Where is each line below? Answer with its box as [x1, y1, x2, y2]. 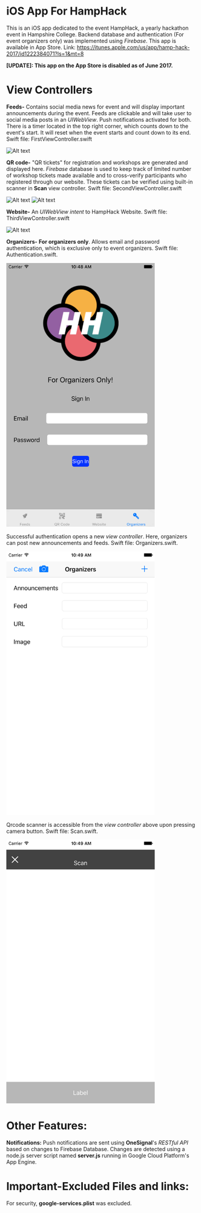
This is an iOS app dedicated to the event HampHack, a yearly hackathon [6, 24, 189, 32]
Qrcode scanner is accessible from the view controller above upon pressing [6, 821, 196, 828]
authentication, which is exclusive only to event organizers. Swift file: [6, 244, 179, 252]
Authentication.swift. [6, 250, 58, 258]
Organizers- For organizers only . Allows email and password [6, 238, 160, 245]
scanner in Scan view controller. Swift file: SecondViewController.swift [6, 184, 182, 192]
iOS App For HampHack [6, 4, 127, 18]
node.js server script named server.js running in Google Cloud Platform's [6, 1152, 189, 1159]
